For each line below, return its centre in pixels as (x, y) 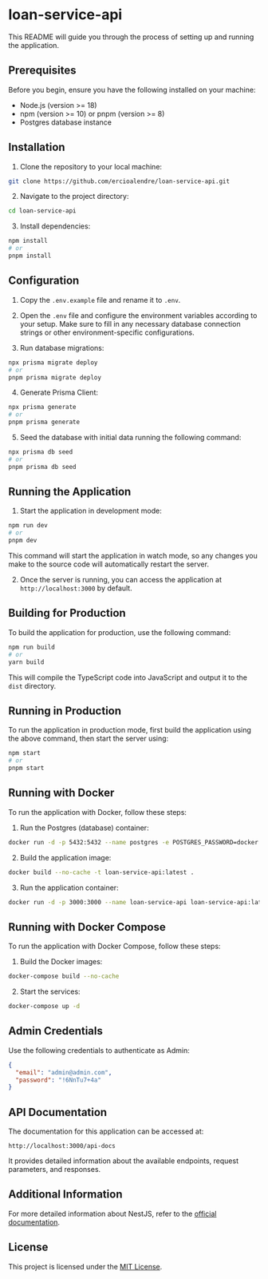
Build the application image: (65, 857)
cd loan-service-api (43, 211)
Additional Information (65, 1195)
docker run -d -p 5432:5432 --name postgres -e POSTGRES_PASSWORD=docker (134, 842)
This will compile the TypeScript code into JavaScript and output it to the (128, 677)
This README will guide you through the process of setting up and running (131, 37)
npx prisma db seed (41, 452)
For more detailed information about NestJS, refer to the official (112, 1213)
